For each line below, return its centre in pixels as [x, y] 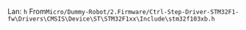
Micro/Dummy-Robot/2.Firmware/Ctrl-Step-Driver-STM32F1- [143, 12]
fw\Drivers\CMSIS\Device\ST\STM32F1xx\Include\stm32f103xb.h [111, 19]
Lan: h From [27, 11]
